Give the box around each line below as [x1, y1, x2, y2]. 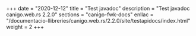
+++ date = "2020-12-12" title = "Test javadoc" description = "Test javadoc [6, 5, 190, 12]
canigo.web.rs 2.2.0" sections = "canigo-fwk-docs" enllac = [6, 11, 154, 18]
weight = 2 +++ [6, 23, 45, 30]
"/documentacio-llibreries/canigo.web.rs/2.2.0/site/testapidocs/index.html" [6, 17, 191, 24]
